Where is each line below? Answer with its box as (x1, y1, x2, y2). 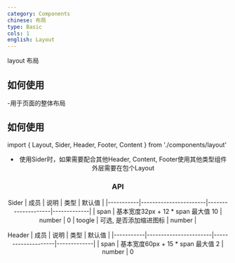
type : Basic (7, 23, 42, 30)
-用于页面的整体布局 (7, 99, 66, 107)
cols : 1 (7, 29, 30, 37)
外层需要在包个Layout (91, 163, 155, 172)
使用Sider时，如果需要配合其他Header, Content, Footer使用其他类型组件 (19, 155, 227, 163)
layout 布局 (7, 57, 39, 65)
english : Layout (7, 36, 55, 43)
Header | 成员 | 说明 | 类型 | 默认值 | (7, 231, 111, 239)
